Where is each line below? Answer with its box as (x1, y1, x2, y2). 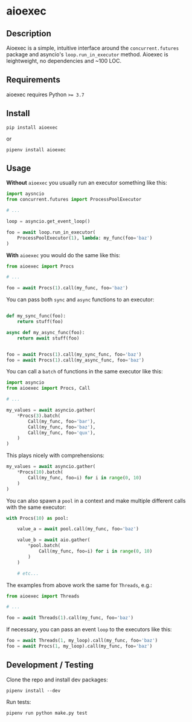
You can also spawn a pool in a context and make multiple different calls (6, 497, 186, 504)
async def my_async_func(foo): (6, 329, 85, 335)
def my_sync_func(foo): (6, 313, 66, 319)
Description (6, 28, 51, 39)
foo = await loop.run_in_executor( (6, 229, 96, 235)
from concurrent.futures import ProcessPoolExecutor (6, 197, 142, 203)
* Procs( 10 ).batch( (17, 469, 63, 476)
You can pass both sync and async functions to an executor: (6, 296, 155, 303)
